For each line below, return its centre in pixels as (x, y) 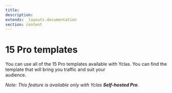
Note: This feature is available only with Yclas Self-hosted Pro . (72, 85)
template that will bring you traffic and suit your (55, 69)
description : (19, 15)
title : (12, 10)
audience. (16, 75)
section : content (24, 24)
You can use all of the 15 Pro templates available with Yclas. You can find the (86, 64)
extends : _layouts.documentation (41, 20)
